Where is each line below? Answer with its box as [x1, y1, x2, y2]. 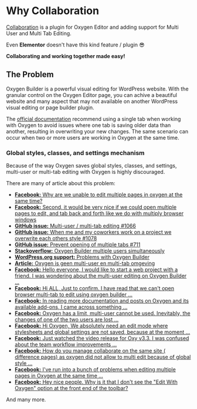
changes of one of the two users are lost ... [14, 316, 119, 323]
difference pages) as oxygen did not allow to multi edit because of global [14, 354, 191, 361]
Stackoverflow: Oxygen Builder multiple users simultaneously [14, 247, 165, 254]
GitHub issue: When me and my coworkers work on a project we [14, 229, 172, 236]
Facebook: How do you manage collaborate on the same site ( [14, 347, 166, 354]
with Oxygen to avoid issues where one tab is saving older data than [6, 122, 171, 129]
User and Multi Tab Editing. [6, 29, 72, 36]
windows [14, 216, 37, 223]
